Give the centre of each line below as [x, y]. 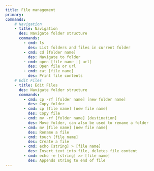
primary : [14, 15]
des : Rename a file [49, 132]
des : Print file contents [55, 76]
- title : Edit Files [36, 85]
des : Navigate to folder [54, 57]
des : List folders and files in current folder [79, 48]
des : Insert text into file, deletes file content [83, 151]
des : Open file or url [52, 66]
